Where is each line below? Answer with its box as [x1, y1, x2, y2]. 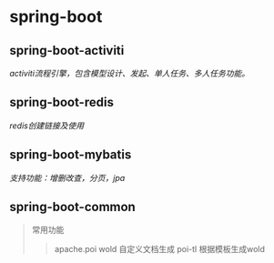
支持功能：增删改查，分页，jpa [9, 172, 126, 183]
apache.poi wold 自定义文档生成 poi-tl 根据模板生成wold [54, 244, 266, 255]
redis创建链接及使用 [9, 120, 85, 131]
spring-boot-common [9, 199, 137, 215]
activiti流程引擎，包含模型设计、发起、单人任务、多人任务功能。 [9, 68, 250, 78]
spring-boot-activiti [9, 43, 125, 58]
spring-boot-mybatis [9, 147, 132, 163]
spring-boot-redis [9, 95, 114, 110]
